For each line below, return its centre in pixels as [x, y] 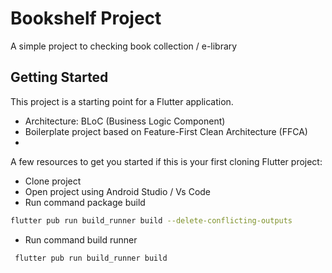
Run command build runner [81, 239]
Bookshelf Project [86, 18]
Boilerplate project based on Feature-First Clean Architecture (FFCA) [166, 131]
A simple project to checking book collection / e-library [124, 46]
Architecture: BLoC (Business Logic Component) [125, 121]
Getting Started [59, 77]
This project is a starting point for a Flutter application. [122, 101]
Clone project [53, 181]
